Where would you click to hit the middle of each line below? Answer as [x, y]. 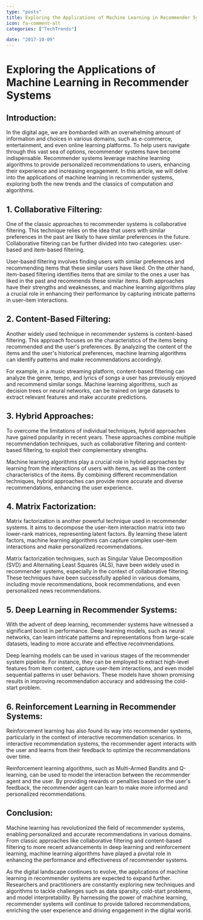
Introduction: [31, 118]
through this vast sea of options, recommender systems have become [94, 152]
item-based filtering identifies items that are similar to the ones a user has [98, 274]
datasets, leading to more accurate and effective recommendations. [91, 644]
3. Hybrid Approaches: [50, 416]
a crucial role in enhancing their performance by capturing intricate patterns [101, 293]
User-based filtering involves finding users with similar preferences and [95, 261]
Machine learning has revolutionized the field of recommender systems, [96, 827]
